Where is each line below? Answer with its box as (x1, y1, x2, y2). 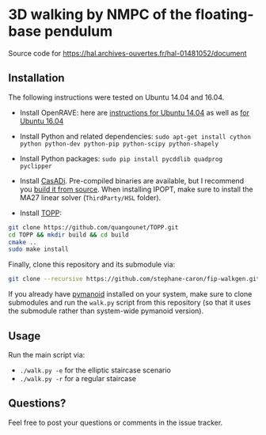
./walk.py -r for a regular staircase (19, 373, 137, 383)
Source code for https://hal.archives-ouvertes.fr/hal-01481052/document (8, 48, 247, 58)
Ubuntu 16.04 (19, 116, 64, 126)
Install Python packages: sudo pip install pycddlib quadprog (19, 153, 223, 163)
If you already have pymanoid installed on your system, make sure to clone (8, 289, 253, 299)
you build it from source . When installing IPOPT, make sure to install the (19, 184, 253, 194)
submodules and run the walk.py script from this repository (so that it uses (8, 298, 252, 308)
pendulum (44, 22, 113, 40)
